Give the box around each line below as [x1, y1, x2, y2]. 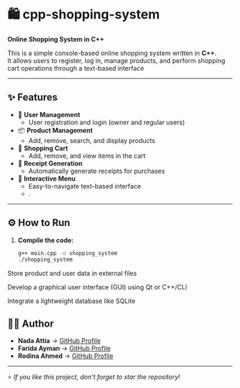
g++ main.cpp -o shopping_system [17, 249, 118, 257]
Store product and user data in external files [7, 269, 137, 278]
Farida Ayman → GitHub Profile [17, 344, 111, 353]
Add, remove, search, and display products [28, 136, 156, 144]
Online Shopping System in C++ [7, 34, 105, 44]
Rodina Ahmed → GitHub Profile [17, 352, 114, 360]
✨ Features [7, 91, 58, 104]
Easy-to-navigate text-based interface [28, 181, 141, 190]
